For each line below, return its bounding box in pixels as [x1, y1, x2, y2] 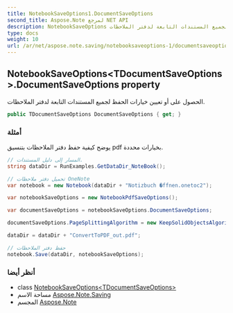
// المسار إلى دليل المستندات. [7, 156, 83, 163]
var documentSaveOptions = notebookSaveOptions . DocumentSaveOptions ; [7, 207, 213, 214]
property [121, 79, 161, 91]
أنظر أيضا [7, 267, 35, 277]
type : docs [7, 29, 39, 37]
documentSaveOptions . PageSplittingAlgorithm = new [7, 219, 157, 226]
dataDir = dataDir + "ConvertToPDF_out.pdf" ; [7, 232, 141, 239]
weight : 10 [7, 36, 39, 43]
